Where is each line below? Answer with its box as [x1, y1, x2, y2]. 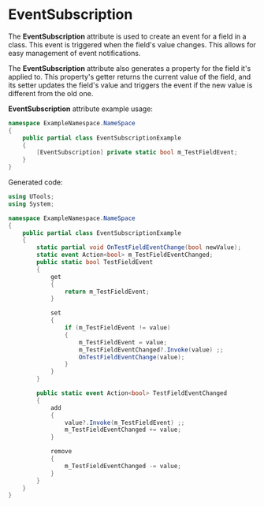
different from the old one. [8, 88, 94, 98]
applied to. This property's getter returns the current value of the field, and [8, 72, 251, 81]
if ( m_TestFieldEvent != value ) [64, 324, 171, 332]
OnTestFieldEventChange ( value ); [78, 353, 185, 361]
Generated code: [8, 177, 63, 187]
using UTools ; [8, 193, 55, 201]
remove [50, 448, 73, 456]
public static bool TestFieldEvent [36, 259, 154, 266]
